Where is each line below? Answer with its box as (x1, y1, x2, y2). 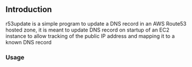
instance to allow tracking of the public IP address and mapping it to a (5, 32, 175, 40)
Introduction (5, 5, 52, 15)
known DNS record (5, 38, 52, 45)
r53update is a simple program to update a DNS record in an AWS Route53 (5, 20, 187, 27)
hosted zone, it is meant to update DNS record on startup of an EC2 (5, 26, 170, 33)
